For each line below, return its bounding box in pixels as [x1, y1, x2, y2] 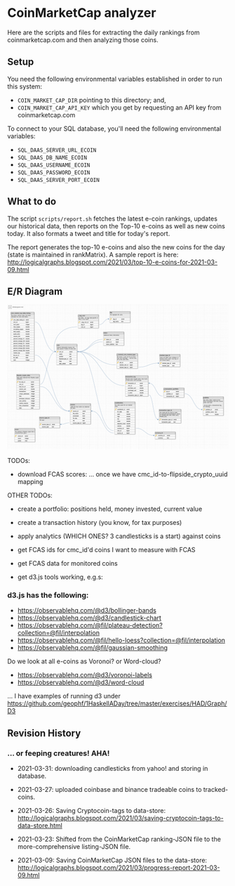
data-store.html [17, 821, 63, 830]
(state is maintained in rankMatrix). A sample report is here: [7, 250, 179, 259]
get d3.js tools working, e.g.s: [17, 573, 103, 581]
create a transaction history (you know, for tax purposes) [17, 519, 182, 527]
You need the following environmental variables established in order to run [7, 74, 222, 83]
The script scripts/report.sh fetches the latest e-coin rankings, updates [7, 214, 217, 223]
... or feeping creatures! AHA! [7, 748, 110, 758]
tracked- [203, 786, 229, 794]
